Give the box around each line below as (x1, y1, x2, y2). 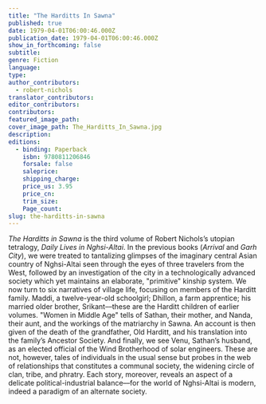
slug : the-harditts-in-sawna (8, 212, 105, 220)
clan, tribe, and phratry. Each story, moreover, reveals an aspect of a (8, 370, 233, 379)
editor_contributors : (8, 101, 80, 109)
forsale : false (22, 160, 73, 168)
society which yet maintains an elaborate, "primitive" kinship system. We (8, 276, 247, 286)
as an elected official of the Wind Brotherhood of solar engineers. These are (8, 344, 258, 354)
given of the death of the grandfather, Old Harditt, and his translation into (8, 327, 248, 337)
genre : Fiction (8, 57, 59, 65)
